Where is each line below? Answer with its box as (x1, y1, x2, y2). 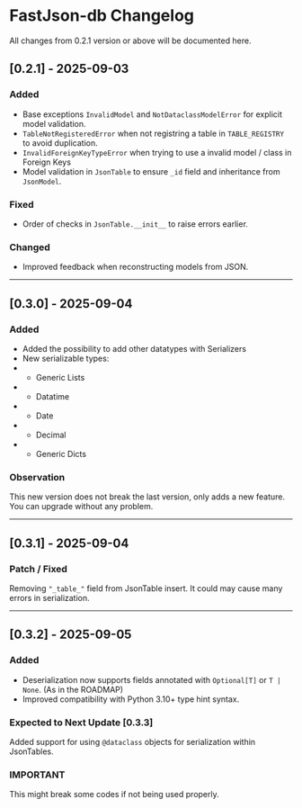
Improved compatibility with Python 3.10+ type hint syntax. (22, 694, 240, 705)
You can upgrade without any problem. (9, 501, 154, 512)
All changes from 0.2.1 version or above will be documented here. (9, 35, 252, 46)
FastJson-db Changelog (9, 5, 195, 26)
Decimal (35, 429, 67, 440)
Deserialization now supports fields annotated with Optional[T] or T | (22, 674, 281, 685)
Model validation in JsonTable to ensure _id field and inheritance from (22, 166, 280, 176)
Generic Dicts (35, 448, 87, 459)
